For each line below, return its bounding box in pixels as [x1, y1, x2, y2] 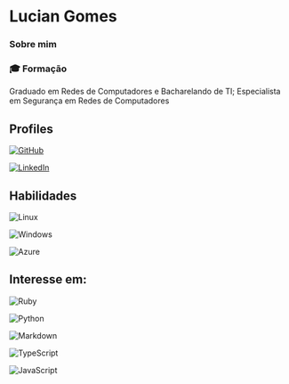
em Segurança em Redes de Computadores [9, 95, 170, 106]
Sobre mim [9, 38, 58, 51]
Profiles [9, 121, 53, 136]
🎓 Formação [9, 62, 68, 75]
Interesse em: [9, 272, 87, 287]
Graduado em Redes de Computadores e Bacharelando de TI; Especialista [9, 86, 281, 97]
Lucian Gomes [9, 6, 117, 27]
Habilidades [9, 188, 77, 203]
